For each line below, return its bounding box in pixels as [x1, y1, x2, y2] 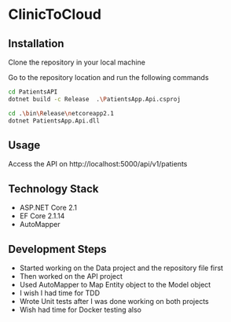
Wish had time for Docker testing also [19, 305, 141, 314]
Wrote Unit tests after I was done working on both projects [19, 296, 210, 306]
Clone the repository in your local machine [8, 57, 145, 67]
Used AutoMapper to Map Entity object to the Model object [19, 280, 211, 289]
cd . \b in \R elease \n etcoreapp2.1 [8, 109, 114, 117]
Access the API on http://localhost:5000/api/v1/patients [8, 159, 188, 169]
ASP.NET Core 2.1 [19, 203, 77, 213]
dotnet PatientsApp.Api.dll [8, 116, 101, 125]
